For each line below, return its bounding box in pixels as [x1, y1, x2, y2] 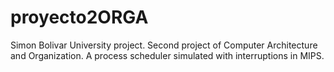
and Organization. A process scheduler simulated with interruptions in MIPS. [10, 49, 325, 61]
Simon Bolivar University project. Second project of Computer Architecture [10, 39, 318, 51]
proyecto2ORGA [10, 6, 149, 29]
